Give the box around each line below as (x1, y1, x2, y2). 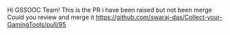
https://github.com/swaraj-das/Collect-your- (95, 13, 223, 21)
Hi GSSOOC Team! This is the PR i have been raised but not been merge (7, 6, 213, 14)
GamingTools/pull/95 (7, 21, 67, 28)
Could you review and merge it (7, 13, 95, 21)
